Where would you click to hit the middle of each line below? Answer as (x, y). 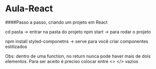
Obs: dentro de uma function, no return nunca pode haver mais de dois (78, 56)
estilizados (16, 46)
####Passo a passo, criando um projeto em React (56, 22)
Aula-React (29, 9)
